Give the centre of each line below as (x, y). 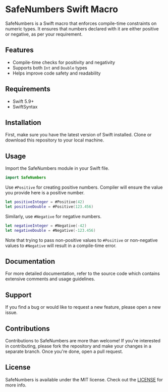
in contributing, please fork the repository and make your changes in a (78, 346)
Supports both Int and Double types (50, 67)
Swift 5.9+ (23, 101)
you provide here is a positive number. (45, 193)
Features (19, 50)
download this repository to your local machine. (55, 140)
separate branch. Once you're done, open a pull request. (64, 351)
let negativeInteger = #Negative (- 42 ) (46, 226)
